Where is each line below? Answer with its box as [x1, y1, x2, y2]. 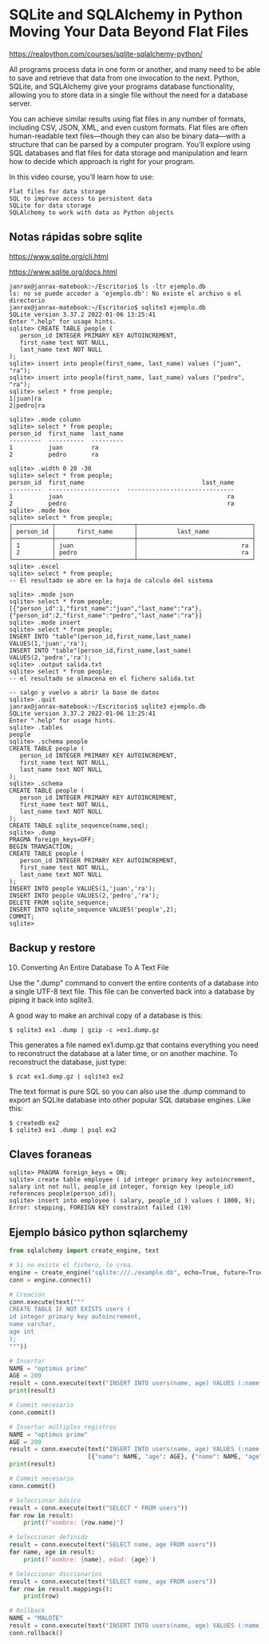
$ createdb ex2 [9, 1118, 60, 1127]
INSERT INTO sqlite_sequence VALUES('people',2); [9, 906, 178, 914]
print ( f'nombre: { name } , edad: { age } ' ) [23, 1555, 156, 1563]
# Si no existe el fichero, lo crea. [9, 1262, 135, 1270]
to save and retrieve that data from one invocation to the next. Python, [9, 73, 239, 82]
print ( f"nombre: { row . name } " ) [23, 1518, 125, 1527]
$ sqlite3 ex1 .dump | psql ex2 [9, 1126, 117, 1134]
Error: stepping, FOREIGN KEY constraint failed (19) [9, 1204, 192, 1212]
